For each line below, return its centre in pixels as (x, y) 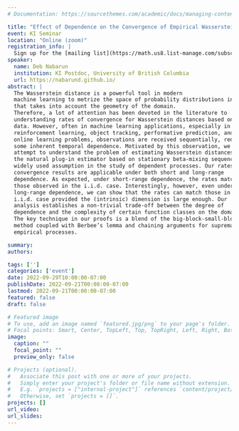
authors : (20, 251)
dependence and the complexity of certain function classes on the (116, 212)
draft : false (27, 304)
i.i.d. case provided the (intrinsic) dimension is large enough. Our (121, 199)
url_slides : (25, 416)
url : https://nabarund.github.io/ (65, 80)
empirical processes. (46, 232)
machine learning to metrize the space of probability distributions (119, 100)
